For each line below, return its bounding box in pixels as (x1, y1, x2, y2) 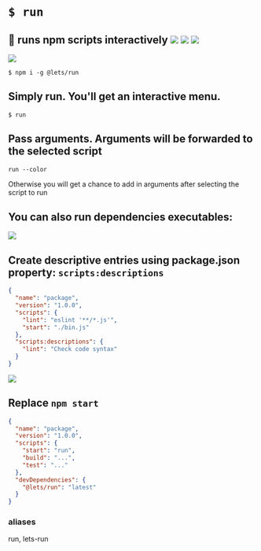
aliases (8, 516, 36, 527)
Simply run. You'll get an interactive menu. (8, 90, 222, 103)
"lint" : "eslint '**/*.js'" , (22, 316, 118, 324)
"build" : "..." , (22, 454, 76, 462)
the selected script (8, 145, 102, 158)
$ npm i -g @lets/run (8, 68, 79, 76)
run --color (8, 165, 47, 173)
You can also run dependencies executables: (8, 210, 233, 224)
